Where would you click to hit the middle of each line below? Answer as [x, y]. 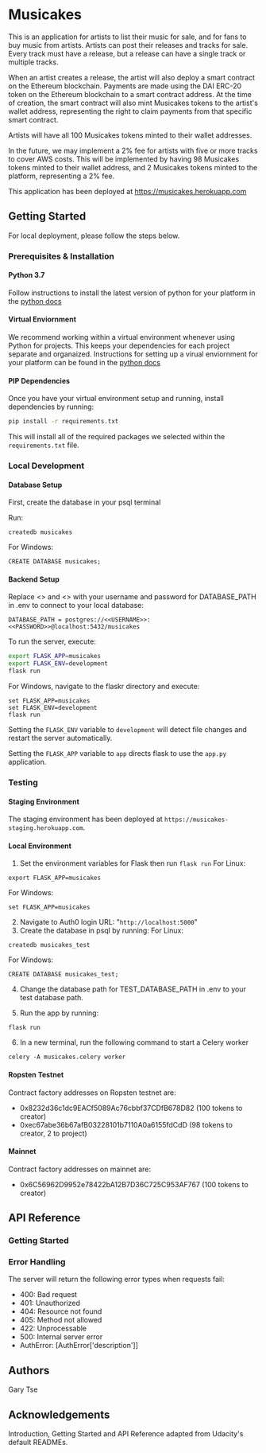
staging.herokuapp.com [46, 828]
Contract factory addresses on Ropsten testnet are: [92, 1093]
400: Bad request [48, 1295]
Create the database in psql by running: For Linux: [102, 931]
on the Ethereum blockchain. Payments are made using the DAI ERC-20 [125, 86]
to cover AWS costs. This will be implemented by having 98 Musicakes [124, 159]
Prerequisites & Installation [62, 256]
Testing [23, 783]
